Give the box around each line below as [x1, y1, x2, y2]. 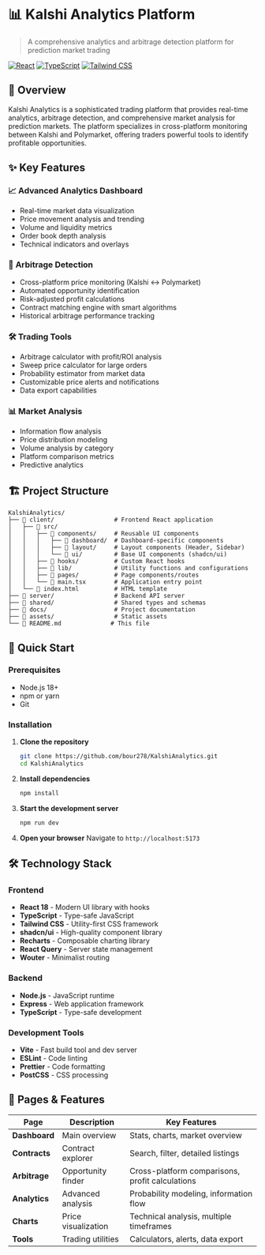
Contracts [12, 1148, 51, 1159]
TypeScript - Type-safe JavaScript [19, 911, 134, 920]
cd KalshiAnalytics [19, 760, 84, 768]
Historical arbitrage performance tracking [19, 310, 155, 320]
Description [69, 1116, 115, 1127]
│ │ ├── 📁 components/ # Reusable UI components [8, 530, 200, 538]
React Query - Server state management [19, 945, 154, 954]
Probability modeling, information [129, 1188, 253, 1199]
